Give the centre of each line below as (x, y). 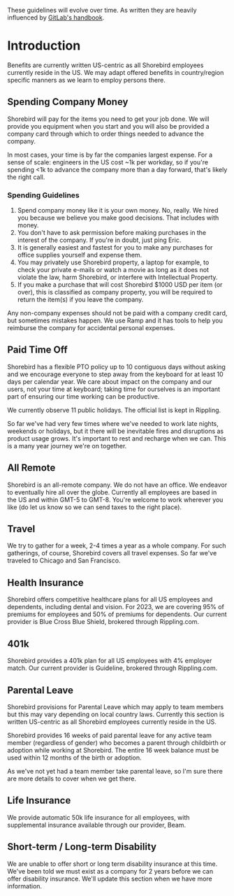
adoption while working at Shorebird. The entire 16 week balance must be (113, 750)
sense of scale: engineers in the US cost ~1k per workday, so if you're (108, 162)
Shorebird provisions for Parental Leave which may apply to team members (116, 706)
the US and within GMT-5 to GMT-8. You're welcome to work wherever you (115, 499)
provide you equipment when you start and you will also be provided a (108, 126)
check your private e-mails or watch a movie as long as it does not (113, 270)
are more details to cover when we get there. (72, 778)
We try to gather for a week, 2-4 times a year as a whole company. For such (117, 546)
